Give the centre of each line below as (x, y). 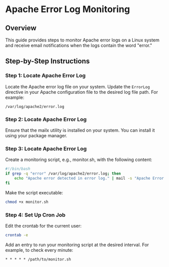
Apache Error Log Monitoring (68, 9)
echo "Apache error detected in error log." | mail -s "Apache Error (89, 178)
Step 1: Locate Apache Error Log (46, 76)
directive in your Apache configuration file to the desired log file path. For (82, 92)
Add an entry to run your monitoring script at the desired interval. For (77, 245)
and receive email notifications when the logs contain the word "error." (79, 45)
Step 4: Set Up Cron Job (35, 215)
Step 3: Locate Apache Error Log (46, 148)
